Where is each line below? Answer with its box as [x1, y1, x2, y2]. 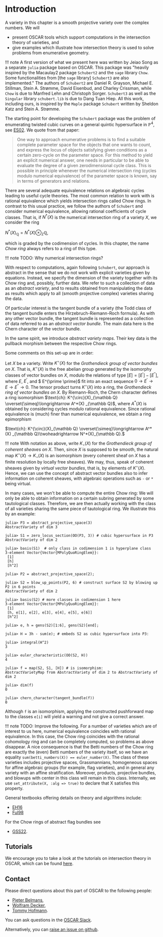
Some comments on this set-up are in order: [5, 350, 94, 356]
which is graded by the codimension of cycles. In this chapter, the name [5, 240, 149, 246]
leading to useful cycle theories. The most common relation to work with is [5, 192, 155, 198]
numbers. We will [5, 24, 40, 30]
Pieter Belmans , [12, 897, 44, 903]
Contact [5, 874, 30, 883]
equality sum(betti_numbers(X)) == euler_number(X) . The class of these [5, 754, 149, 760]
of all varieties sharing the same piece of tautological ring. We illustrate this [5, 506, 156, 511]
